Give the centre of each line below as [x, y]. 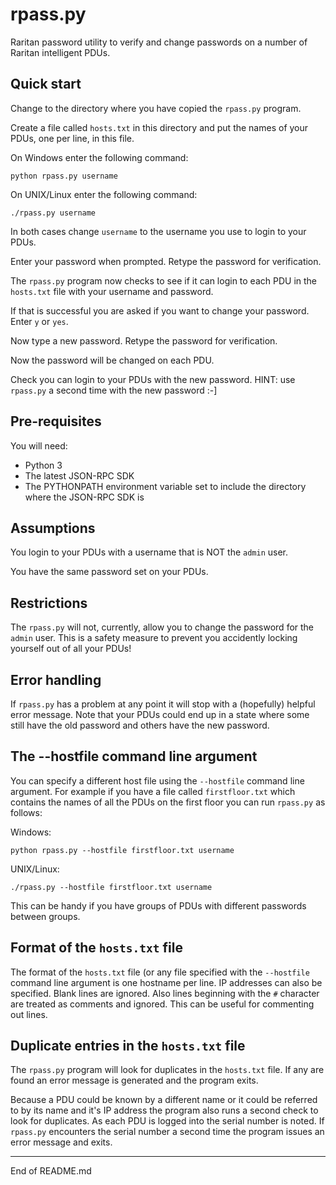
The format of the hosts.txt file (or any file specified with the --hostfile [160, 972]
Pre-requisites [56, 421]
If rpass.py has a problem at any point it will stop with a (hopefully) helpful [163, 704]
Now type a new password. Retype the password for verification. [144, 340]
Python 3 [43, 465]
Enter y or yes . [39, 321]
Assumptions [53, 528]
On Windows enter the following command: [99, 157]
